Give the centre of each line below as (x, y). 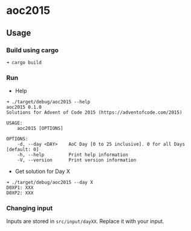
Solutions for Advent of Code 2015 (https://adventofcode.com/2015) (94, 112)
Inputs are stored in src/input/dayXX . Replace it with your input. (85, 221)
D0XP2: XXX (20, 193)
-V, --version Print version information (77, 160)
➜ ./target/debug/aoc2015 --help (48, 102)
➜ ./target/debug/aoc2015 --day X (50, 183)
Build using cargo (33, 50)
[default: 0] (23, 150)
